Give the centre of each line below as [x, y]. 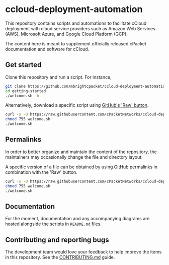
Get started [23, 65]
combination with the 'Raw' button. [41, 172]
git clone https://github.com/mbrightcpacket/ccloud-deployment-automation [86, 86]
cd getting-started [26, 91]
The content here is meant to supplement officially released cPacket [76, 43]
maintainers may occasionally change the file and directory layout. [74, 157]
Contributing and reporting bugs [57, 240]
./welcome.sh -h [22, 96]
